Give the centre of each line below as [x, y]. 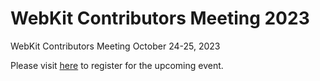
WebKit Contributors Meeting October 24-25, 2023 [115, 46]
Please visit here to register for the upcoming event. [117, 65]
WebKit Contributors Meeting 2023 [160, 18]
